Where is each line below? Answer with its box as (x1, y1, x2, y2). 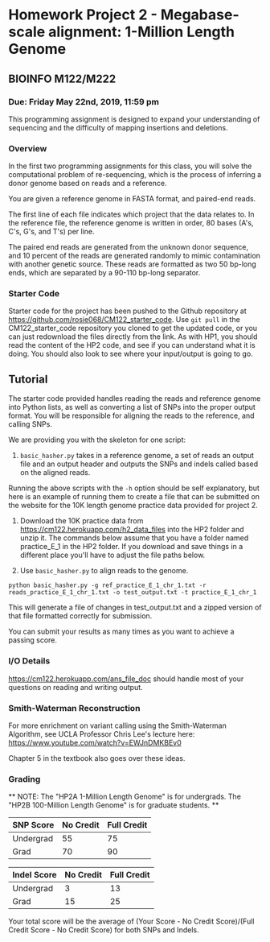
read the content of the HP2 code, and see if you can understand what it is (8, 341, 256, 350)
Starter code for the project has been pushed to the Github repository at (8, 306, 247, 316)
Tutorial (8, 372, 48, 386)
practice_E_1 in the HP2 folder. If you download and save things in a (19, 542, 243, 552)
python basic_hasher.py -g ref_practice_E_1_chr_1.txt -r (8, 581, 207, 589)
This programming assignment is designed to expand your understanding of (8, 114, 260, 124)
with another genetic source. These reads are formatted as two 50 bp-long (8, 259, 257, 269)
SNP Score (12, 820, 55, 831)
